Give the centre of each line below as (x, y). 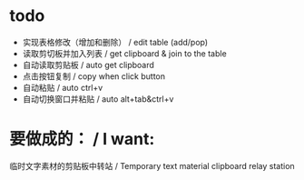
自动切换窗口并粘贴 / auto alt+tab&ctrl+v (98, 99)
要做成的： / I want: (82, 140)
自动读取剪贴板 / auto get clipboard (88, 65)
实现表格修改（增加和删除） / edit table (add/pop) (115, 42)
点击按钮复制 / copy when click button (94, 76)
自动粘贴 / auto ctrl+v (63, 87)
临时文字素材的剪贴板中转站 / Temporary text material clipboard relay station (152, 165)
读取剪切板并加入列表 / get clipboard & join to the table (124, 53)
